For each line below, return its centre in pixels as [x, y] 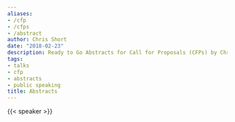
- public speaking [34, 85]
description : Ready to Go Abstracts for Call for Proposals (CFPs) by [112, 53]
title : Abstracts [33, 91]
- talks [19, 66]
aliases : [20, 14]
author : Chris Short [37, 40]
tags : [15, 59]
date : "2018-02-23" [36, 46]
